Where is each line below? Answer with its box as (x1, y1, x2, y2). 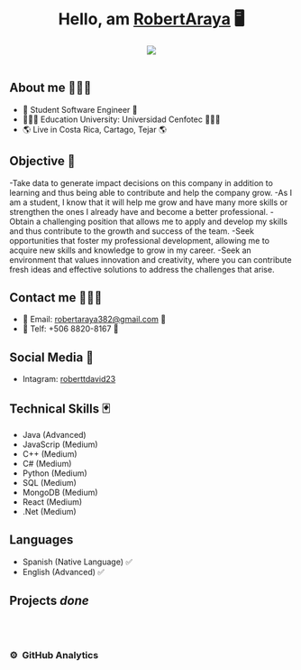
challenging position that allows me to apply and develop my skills (42, 216, 288, 227)
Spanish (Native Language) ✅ (22, 556, 133, 567)
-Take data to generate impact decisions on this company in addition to (9, 177, 273, 188)
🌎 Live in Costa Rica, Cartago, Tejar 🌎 (22, 124, 167, 135)
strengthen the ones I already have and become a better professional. (9, 206, 269, 217)
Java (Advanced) (22, 430, 87, 440)
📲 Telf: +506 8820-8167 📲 (22, 323, 119, 334)
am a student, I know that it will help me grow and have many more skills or (9, 197, 288, 208)
